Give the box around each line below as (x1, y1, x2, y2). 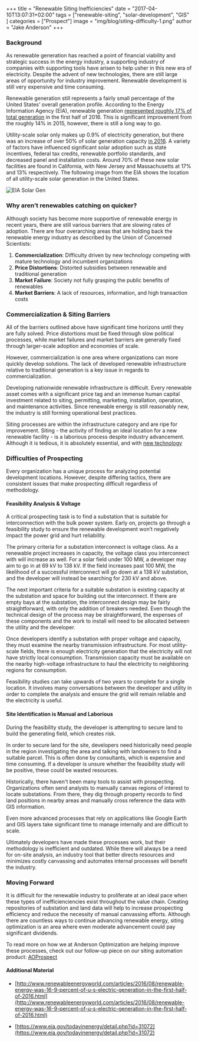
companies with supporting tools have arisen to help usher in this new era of (6, 64, 192, 71)
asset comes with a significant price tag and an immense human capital (6, 390, 180, 398)
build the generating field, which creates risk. (6, 730, 116, 737)
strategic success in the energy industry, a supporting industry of (6, 58, 165, 66)
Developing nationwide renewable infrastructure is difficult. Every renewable (6, 384, 192, 391)
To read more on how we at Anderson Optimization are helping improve (6, 940, 180, 947)
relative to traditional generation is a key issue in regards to (6, 366, 150, 373)
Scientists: (6, 240, 32, 247)
